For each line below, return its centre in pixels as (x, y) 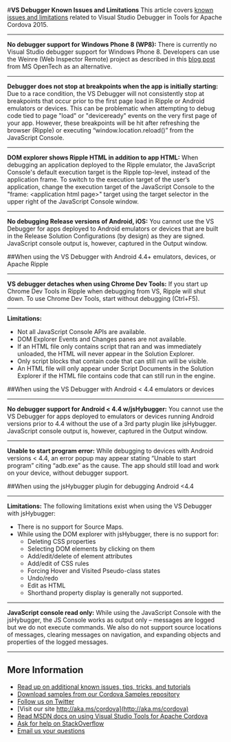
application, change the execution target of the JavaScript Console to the (111, 187)
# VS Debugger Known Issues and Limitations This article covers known (110, 10)
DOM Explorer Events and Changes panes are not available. (102, 339)
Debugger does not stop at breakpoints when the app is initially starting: (113, 86)
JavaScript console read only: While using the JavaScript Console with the (114, 613)
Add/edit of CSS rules (58, 563)
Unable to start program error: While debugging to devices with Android (110, 451)
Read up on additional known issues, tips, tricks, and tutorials (104, 687)
